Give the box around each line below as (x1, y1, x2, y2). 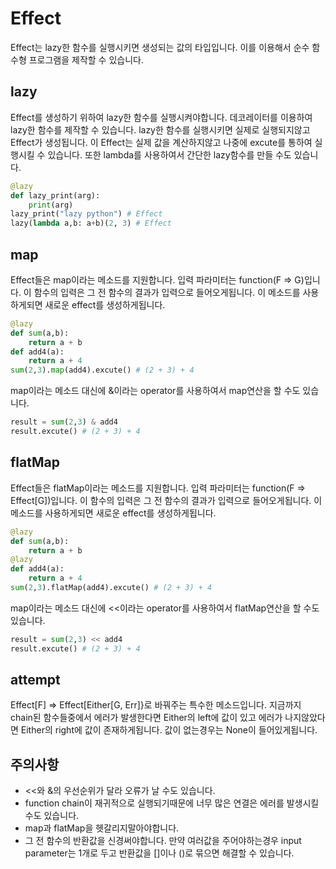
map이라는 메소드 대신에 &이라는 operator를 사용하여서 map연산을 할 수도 (10, 385, 301, 397)
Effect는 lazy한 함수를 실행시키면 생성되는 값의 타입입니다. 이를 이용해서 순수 (10, 41, 310, 53)
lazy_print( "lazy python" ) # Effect (10, 209, 163, 219)
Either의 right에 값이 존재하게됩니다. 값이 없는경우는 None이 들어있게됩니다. (20, 724, 318, 736)
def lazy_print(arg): (10, 190, 101, 201)
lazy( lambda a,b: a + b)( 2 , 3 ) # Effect (10, 218, 172, 229)
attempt (10, 672, 61, 689)
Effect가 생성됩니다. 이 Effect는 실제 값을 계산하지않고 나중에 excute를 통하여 (10, 136, 313, 148)
